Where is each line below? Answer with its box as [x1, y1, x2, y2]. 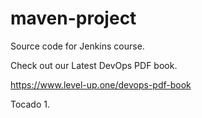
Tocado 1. [10, 98, 50, 110]
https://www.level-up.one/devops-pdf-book [10, 78, 192, 91]
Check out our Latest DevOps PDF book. [10, 59, 178, 71]
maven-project [10, 7, 137, 30]
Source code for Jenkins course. [10, 40, 145, 52]
